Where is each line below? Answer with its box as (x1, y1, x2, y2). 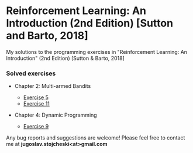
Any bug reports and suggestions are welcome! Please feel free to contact (6, 134, 185, 141)
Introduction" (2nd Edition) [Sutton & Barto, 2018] (6, 55, 125, 62)
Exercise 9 (23, 123, 49, 130)
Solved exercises (6, 69, 56, 77)
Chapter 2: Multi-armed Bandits (14, 83, 91, 90)
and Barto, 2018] (6, 29, 89, 42)
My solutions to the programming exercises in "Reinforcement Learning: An (6, 48, 188, 55)
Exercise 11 (23, 100, 50, 107)
